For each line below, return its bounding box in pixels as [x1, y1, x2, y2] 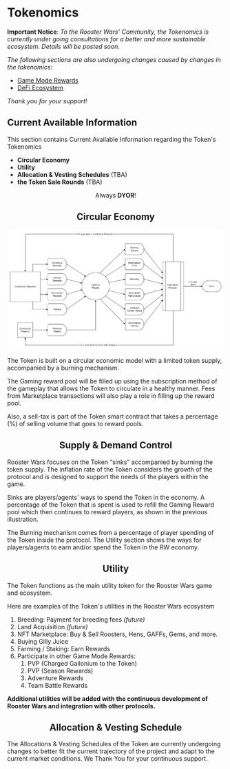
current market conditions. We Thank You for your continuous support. [7, 755, 208, 763]
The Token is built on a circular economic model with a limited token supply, [7, 356, 222, 364]
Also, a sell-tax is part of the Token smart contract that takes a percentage [7, 412, 218, 421]
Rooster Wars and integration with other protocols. [7, 702, 156, 710]
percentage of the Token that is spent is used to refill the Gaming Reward [7, 501, 215, 509]
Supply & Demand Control [59, 439, 172, 452]
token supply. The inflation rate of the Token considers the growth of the [7, 465, 213, 473]
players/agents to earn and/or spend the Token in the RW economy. [7, 542, 200, 551]
